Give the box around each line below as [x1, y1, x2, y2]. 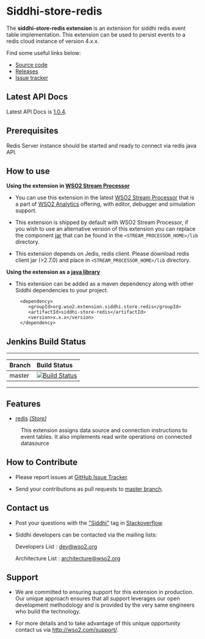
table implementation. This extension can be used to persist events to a [6, 31, 186, 38]
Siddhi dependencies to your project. [15, 287, 109, 294]
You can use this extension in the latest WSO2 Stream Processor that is [15, 194, 195, 201]
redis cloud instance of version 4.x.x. [6, 37, 99, 45]
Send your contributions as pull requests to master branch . [15, 485, 164, 493]
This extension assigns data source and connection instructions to [20, 427, 188, 434]
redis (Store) [15, 415, 47, 422]
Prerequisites [6, 126, 59, 136]
